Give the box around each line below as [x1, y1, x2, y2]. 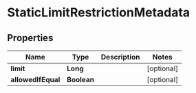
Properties [7, 32, 54, 44]
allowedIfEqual [10, 75, 61, 84]
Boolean [66, 75, 95, 84]
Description [100, 53, 140, 62]
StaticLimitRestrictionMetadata [7, 5, 190, 21]
